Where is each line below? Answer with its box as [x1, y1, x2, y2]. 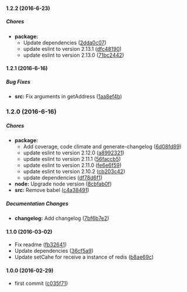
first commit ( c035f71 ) [14, 280, 68, 287]
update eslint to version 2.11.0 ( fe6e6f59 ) [23, 162, 122, 169]
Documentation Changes [6, 200, 69, 207]
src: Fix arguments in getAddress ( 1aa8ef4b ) [14, 93, 123, 100]
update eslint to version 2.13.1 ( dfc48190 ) [23, 45, 122, 52]
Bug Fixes [6, 78, 31, 85]
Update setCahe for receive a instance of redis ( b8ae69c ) [14, 253, 154, 260]
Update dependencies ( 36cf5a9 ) [14, 248, 93, 255]
